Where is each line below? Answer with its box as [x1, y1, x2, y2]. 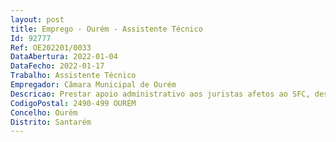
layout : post [10, 14, 65, 25]
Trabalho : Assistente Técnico [10, 71, 137, 81]
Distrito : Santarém [10, 117, 92, 127]
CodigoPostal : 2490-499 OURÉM [10, 98, 137, 108]
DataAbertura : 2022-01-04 [10, 52, 118, 62]
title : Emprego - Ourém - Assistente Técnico [10, 24, 203, 34]
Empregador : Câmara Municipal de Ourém [10, 80, 177, 90]
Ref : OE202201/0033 [10, 42, 92, 53]
